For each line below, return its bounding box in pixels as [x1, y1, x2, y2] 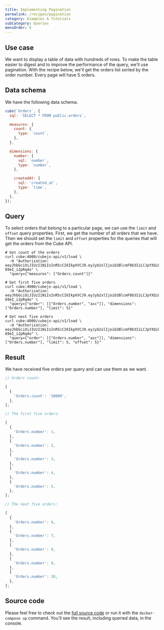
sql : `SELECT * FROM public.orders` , [9, 113, 86, 118]
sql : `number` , [18, 158, 49, 163]
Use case [5, 43, 34, 52]
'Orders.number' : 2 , [14, 443, 56, 448]
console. [5, 620, 23, 626]
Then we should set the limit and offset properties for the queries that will [5, 236, 157, 241]
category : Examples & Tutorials [5, 16, 71, 21]
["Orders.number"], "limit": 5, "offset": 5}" [5, 340, 102, 345]
